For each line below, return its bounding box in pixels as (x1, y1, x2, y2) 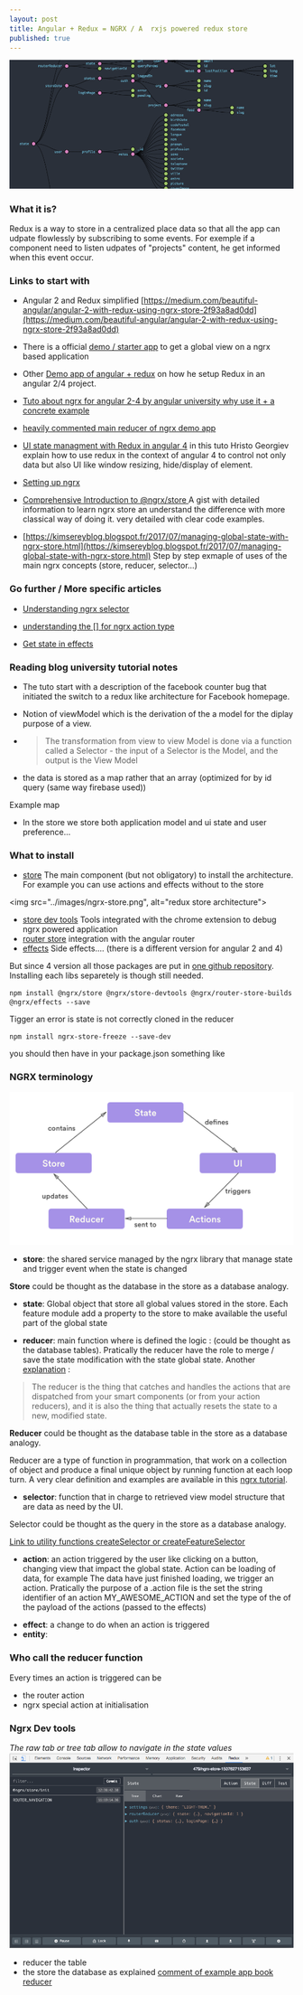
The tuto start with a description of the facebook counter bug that (22, 681, 268, 692)
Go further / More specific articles (9, 583, 162, 596)
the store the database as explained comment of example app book (22, 1967, 273, 1978)
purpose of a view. (22, 718, 92, 729)
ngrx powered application (22, 924, 118, 935)
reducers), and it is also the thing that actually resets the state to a (31, 1401, 278, 1412)
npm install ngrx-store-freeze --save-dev (9, 1032, 171, 1041)
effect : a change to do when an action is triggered (22, 1619, 210, 1631)
